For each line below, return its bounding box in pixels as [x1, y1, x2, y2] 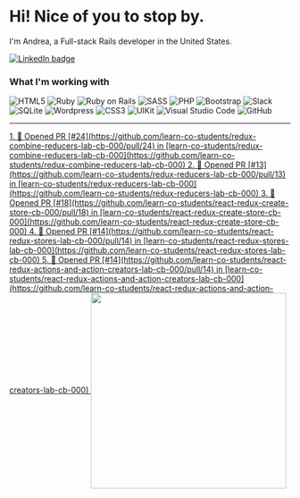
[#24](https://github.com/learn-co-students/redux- [68, 131, 257, 142]
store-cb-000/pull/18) [9, 207, 89, 218]
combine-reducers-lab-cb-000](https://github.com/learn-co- [9, 150, 236, 161]
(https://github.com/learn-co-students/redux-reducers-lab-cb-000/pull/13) [9, 169, 286, 180]
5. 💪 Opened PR [41, 255, 100, 266]
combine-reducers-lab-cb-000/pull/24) [9, 140, 155, 151]
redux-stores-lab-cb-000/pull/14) [9, 235, 133, 247]
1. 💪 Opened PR [9, 131, 67, 142]
